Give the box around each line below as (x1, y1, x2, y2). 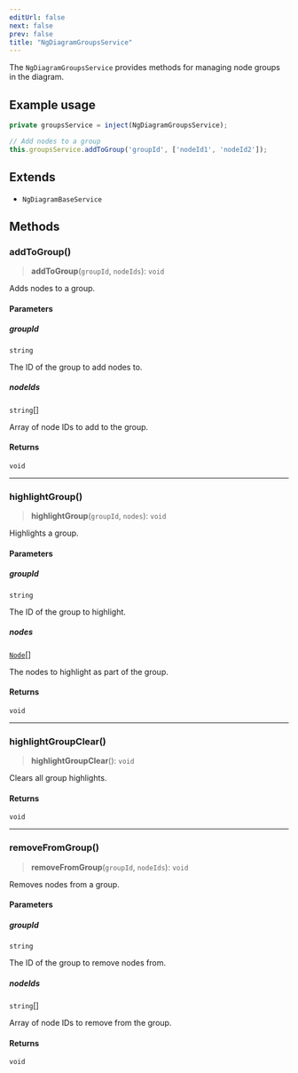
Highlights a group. (9, 528, 79, 538)
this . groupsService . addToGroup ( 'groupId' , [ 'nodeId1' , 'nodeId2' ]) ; (9, 145, 268, 154)
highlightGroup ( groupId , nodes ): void (30, 511, 167, 521)
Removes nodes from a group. (9, 878, 120, 889)
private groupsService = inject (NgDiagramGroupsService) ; (9, 121, 228, 130)
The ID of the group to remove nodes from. (9, 958, 167, 968)
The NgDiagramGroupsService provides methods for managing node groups (9, 62, 281, 73)
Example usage (9, 97, 96, 112)
